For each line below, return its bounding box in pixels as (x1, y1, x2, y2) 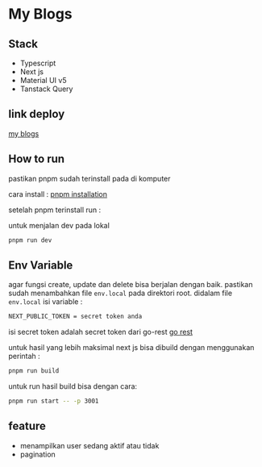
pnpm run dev (8, 236, 52, 244)
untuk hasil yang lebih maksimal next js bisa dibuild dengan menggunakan (8, 343, 255, 352)
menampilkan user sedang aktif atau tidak (19, 440, 160, 450)
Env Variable (8, 258, 73, 272)
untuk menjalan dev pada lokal (8, 220, 110, 230)
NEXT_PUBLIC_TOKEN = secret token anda (8, 312, 143, 321)
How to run (8, 152, 65, 166)
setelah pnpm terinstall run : (8, 205, 102, 215)
